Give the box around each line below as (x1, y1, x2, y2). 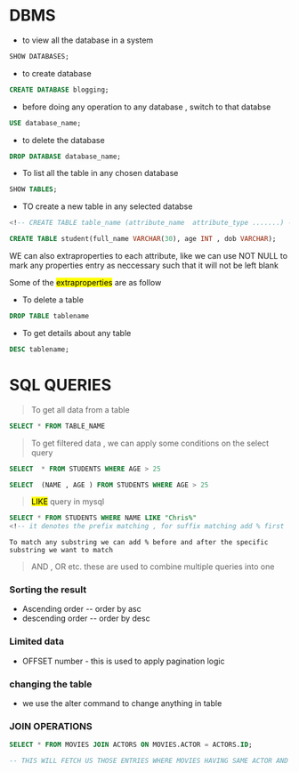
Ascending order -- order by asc (21, 604, 141, 615)
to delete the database (21, 134, 105, 145)
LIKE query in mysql (30, 496, 105, 507)
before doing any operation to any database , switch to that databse (21, 101, 271, 112)
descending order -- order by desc (21, 613, 150, 623)
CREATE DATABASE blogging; (9, 85, 109, 94)
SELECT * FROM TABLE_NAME (9, 422, 105, 430)
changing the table (9, 678, 93, 690)
